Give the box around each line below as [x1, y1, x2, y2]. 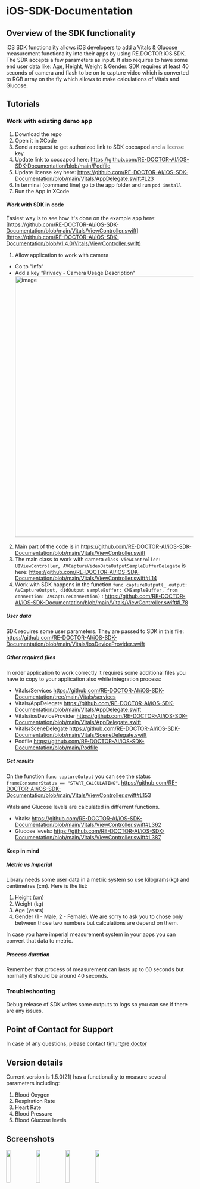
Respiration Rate [14, 1098, 55, 1105]
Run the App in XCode [14, 187, 70, 194]
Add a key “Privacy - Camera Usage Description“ [14, 269, 136, 276]
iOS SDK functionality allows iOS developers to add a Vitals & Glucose [6, 44, 177, 51]
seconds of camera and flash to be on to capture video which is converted [6, 69, 189, 76]
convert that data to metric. [6, 937, 73, 944]
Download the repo [14, 130, 62, 138]
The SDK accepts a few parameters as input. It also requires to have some [6, 57, 188, 63]
